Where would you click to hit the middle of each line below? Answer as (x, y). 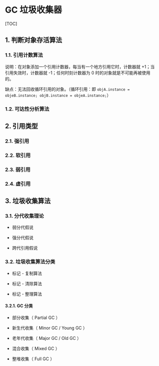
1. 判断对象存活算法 (34, 40)
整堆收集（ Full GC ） (33, 359)
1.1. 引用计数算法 (24, 55)
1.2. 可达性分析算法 (27, 109)
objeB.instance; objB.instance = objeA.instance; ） (58, 95)
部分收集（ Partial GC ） (36, 318)
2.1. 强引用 (17, 141)
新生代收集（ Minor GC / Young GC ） (50, 328)
